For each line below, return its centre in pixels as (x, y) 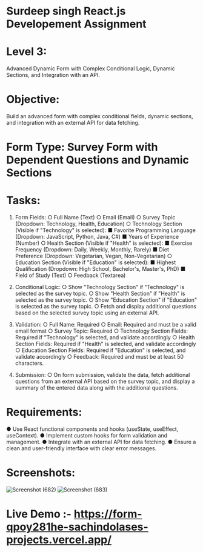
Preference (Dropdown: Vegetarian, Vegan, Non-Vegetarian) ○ (94, 256)
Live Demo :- (39, 514)
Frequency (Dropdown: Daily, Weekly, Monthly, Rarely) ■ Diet (92, 250)
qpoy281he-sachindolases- (77, 527)
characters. (29, 363)
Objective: (33, 100)
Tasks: (23, 201)
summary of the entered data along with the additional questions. (96, 388)
